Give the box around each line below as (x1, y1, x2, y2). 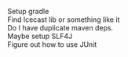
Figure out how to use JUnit (7, 40, 97, 49)
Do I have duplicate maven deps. (7, 23, 114, 32)
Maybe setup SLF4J (7, 31, 73, 41)
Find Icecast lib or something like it (7, 15, 120, 24)
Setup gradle (7, 7, 49, 16)
